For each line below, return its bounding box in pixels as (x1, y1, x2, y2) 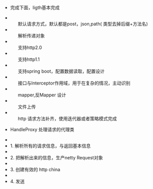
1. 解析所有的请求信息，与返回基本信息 (10, 143, 91, 149)
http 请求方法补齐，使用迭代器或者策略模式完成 (17, 116, 117, 121)
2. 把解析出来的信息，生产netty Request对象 (10, 155, 103, 160)
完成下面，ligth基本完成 (10, 5, 60, 10)
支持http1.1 (17, 56, 40, 62)
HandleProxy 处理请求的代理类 (10, 127, 74, 132)
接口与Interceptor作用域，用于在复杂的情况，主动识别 (17, 80, 131, 86)
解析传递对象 (17, 33, 45, 38)
